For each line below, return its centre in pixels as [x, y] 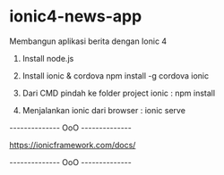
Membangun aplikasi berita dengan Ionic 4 [88, 41]
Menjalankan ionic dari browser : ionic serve [104, 110]
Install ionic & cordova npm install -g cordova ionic [115, 75]
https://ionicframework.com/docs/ [73, 145]
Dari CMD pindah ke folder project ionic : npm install [119, 93]
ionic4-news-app [76, 17]
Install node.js [48, 58]
